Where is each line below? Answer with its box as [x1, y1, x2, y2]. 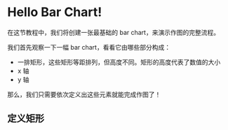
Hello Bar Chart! [7, 4, 102, 20]
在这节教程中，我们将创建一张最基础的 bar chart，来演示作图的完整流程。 [7, 28, 220, 36]
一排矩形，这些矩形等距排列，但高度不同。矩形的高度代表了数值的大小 [17, 57, 221, 66]
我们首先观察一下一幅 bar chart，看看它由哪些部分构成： [7, 43, 170, 51]
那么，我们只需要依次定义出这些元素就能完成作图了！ [7, 90, 161, 99]
